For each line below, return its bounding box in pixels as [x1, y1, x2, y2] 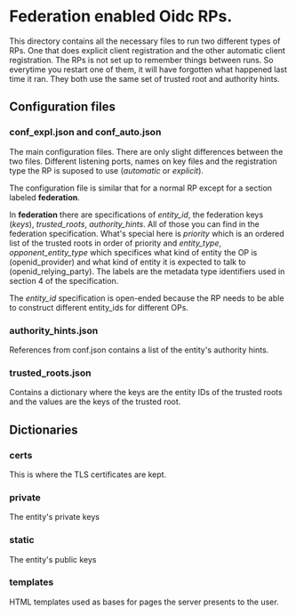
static [9, 534, 35, 547]
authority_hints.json [9, 324, 99, 336]
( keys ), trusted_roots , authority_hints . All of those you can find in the [9, 218, 260, 229]
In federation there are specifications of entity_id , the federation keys [9, 209, 264, 220]
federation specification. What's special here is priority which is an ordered [9, 228, 284, 239]
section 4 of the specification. [9, 275, 119, 286]
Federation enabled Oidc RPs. [9, 6, 233, 27]
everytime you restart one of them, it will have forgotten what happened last [9, 64, 287, 75]
